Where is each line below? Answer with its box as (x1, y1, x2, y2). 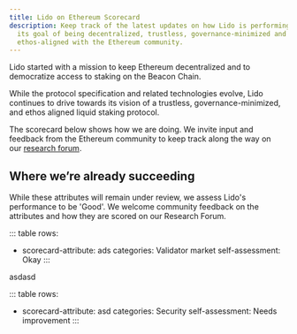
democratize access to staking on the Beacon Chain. (9, 72, 202, 82)
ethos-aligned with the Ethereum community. (17, 37, 184, 47)
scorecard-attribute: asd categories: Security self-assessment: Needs (21, 306, 278, 316)
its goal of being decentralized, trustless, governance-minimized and (17, 29, 287, 38)
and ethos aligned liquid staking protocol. (9, 107, 160, 118)
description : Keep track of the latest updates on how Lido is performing (9, 21, 291, 30)
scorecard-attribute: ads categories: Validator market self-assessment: (21, 245, 281, 256)
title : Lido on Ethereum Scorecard (9, 12, 141, 22)
